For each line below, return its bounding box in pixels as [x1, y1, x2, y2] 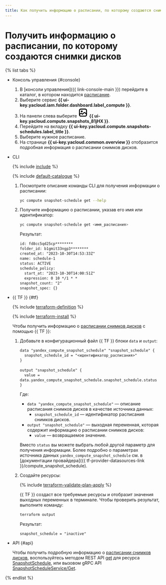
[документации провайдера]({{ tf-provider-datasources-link [19, 458, 145, 464]
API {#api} [12, 540, 34, 546]
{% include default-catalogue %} [12, 173, 80, 179]
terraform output [19, 512, 56, 517]
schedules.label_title [19, 128, 64, 134]
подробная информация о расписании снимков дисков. [19, 144, 138, 150]
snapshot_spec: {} [19, 286, 58, 291]
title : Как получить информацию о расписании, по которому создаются [5, 8, 152, 13]
